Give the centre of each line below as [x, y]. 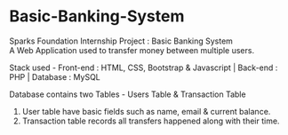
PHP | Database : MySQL [55, 76]
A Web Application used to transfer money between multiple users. [132, 50]
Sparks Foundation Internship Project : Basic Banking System [121, 41]
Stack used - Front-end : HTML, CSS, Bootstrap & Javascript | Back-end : [144, 67]
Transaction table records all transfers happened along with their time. [151, 121]
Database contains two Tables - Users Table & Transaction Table [128, 94]
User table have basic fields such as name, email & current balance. [146, 111]
